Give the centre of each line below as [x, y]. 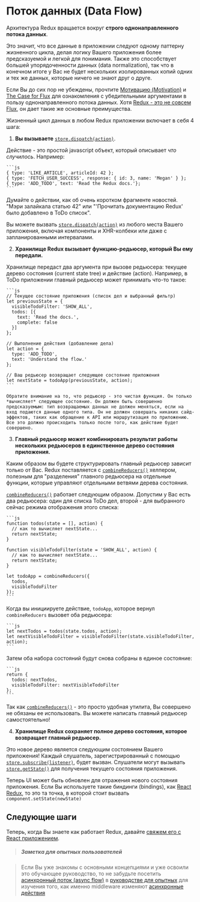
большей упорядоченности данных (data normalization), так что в [90, 65]
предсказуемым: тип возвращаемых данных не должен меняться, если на [95, 407]
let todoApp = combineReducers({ [48, 576]
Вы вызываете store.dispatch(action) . [65, 138]
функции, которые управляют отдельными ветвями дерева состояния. [97, 483]
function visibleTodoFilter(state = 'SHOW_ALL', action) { [82, 550]
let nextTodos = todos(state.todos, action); [64, 631]
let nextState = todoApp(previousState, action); [70, 380]
